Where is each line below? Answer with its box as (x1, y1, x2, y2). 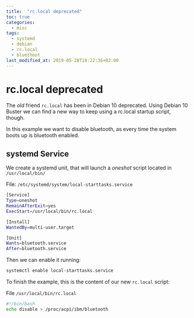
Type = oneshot (6, 198, 38, 203)
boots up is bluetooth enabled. (6, 132, 80, 139)
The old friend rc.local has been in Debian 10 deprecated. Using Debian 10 (6, 102, 188, 109)
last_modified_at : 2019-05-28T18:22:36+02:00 (6, 57, 119, 63)
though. (6, 115, 25, 122)
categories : (6, 19, 35, 25)
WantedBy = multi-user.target (6, 224, 75, 230)
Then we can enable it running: (6, 257, 81, 264)
